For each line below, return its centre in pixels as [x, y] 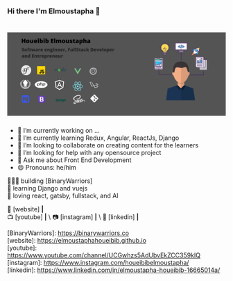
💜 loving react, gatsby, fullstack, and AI [63, 196]
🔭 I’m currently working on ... [58, 131]
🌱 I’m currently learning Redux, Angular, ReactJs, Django [98, 138]
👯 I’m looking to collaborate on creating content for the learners [108, 145]
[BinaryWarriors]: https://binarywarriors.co [68, 233]
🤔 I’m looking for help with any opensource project [89, 153]
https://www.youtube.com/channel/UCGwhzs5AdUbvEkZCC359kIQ [104, 255]
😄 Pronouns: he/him [46, 168]
